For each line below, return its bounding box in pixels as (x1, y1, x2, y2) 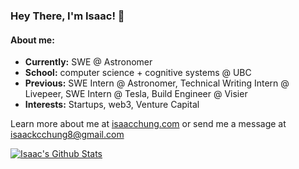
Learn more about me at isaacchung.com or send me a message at (10, 118, 287, 130)
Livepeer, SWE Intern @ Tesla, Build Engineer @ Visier (24, 88, 248, 100)
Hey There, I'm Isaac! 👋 (10, 9, 125, 23)
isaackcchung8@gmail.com (10, 129, 125, 141)
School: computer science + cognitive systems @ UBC (24, 67, 252, 79)
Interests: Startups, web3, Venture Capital (24, 99, 200, 111)
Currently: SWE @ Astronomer (24, 56, 153, 68)
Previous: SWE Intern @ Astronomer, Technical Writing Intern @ (24, 77, 290, 89)
